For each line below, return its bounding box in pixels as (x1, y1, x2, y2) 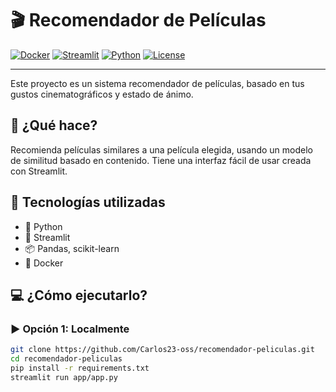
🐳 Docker (24, 257, 64, 269)
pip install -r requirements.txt (10, 363, 150, 373)
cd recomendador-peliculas (10, 354, 123, 364)
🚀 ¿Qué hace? (10, 117, 98, 134)
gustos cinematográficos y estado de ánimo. (10, 88, 194, 100)
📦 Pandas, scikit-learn (24, 242, 120, 254)
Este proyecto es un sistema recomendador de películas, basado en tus (10, 77, 305, 89)
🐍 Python (24, 220, 63, 232)
